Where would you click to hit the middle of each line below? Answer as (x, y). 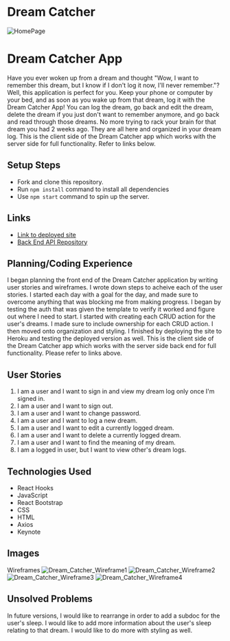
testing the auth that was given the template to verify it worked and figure (111, 309)
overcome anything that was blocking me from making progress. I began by (114, 302)
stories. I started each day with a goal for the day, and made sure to (103, 295)
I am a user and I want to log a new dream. (77, 421)
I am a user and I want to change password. (79, 413)
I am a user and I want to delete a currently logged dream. (99, 435)
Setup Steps (34, 165)
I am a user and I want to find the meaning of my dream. (96, 443)
